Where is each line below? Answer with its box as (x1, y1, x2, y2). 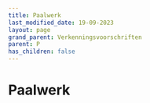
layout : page (8, 26, 51, 34)
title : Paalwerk (8, 11, 61, 20)
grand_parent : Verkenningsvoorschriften (8, 33, 143, 41)
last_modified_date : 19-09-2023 (8, 19, 114, 27)
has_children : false (8, 48, 76, 55)
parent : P (8, 41, 41, 48)
